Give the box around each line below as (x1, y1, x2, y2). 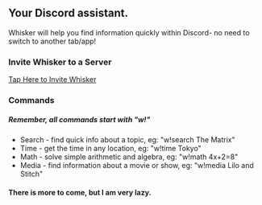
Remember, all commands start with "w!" (8, 114, 151, 124)
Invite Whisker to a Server (8, 56, 112, 68)
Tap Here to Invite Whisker (8, 75, 97, 84)
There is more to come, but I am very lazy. (8, 187, 152, 197)
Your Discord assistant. (8, 6, 129, 20)
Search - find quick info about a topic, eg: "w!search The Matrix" (19, 135, 235, 144)
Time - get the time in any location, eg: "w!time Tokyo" (19, 144, 202, 153)
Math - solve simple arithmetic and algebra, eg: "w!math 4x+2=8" (19, 152, 239, 162)
